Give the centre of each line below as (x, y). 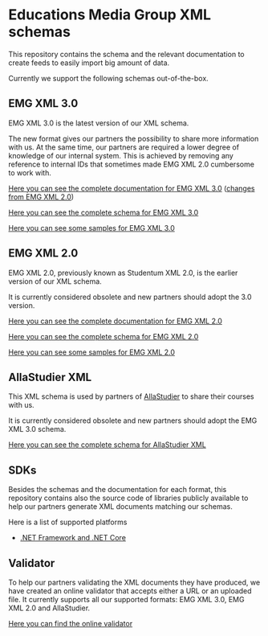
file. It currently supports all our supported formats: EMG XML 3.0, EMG (126, 599)
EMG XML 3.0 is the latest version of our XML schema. (99, 123)
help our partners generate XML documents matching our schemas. (120, 507)
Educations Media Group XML (110, 15)
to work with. (30, 172)
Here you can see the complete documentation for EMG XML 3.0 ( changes (132, 188)
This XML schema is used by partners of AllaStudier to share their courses (131, 396)
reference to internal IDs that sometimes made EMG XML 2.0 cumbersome (132, 164)
